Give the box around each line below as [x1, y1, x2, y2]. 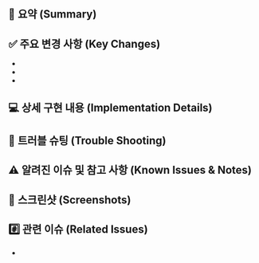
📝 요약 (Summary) [8, 7, 97, 22]
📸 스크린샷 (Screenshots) [8, 193, 131, 206]
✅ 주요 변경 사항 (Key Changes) [8, 37, 161, 50]
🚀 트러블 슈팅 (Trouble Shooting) [8, 134, 167, 147]
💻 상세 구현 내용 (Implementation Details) [8, 100, 213, 114]
